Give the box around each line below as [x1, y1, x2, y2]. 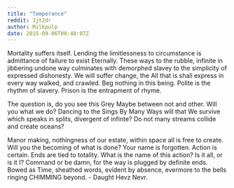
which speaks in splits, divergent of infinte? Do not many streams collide [7, 115, 216, 123]
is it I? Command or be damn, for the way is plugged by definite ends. [7, 159, 208, 167]
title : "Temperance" [7, 10, 68, 18]
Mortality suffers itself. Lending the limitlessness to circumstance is [7, 49, 202, 58]
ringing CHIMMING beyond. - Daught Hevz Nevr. [7, 173, 149, 182]
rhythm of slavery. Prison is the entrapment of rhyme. [7, 86, 162, 95]
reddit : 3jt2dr [7, 17, 52, 24]
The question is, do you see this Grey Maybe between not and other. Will [7, 100, 217, 109]
